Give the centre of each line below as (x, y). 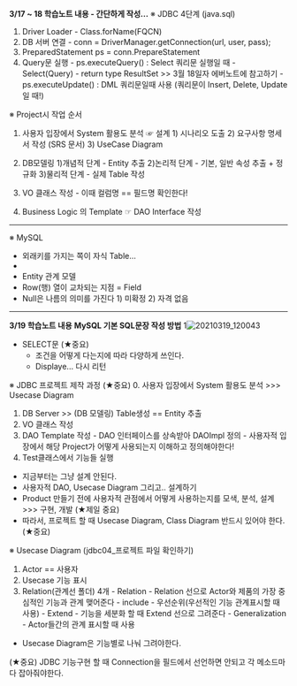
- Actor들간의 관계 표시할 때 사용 (78, 624)
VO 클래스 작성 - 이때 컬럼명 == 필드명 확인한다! (105, 193)
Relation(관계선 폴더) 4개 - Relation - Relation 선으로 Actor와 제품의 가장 (149, 591)
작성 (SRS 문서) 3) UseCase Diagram (97, 144)
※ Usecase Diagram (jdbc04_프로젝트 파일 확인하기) (102, 550)
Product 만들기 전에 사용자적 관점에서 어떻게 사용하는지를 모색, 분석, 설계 (148, 498)
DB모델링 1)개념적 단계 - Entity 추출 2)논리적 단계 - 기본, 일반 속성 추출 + (148, 163)
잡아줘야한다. (41, 673)
